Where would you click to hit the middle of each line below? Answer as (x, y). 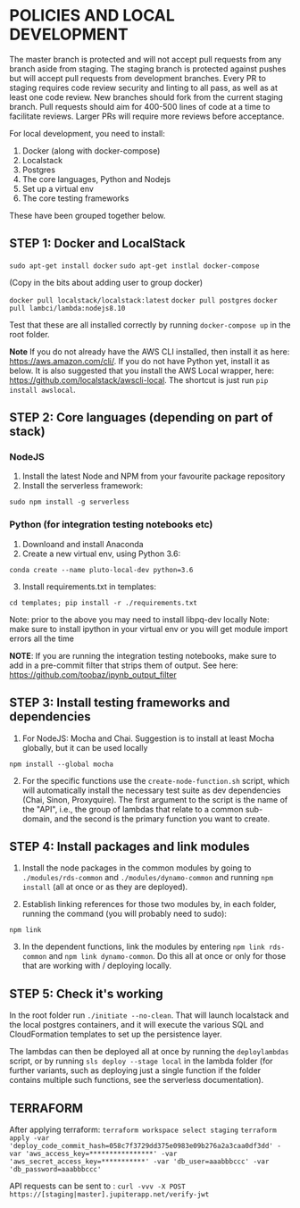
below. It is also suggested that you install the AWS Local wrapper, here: (142, 371)
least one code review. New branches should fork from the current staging (146, 97)
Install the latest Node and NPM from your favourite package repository (154, 476)
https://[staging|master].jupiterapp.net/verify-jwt (109, 1194)
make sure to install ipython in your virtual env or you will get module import (149, 629)
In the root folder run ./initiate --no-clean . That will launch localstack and (149, 1015)
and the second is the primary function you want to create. (162, 819)
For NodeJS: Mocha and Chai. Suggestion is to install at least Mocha (148, 738)
